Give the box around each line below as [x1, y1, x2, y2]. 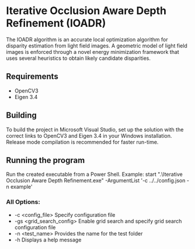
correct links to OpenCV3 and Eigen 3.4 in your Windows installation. [6, 132, 172, 139]
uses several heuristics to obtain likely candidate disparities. [6, 54, 151, 62]
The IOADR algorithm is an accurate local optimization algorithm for [6, 36, 168, 43]
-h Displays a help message [14, 236, 82, 243]
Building [6, 110, 37, 121]
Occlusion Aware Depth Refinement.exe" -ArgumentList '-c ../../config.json [6, 177, 186, 184]
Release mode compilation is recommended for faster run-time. [6, 138, 159, 145]
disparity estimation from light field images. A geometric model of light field [6, 42, 188, 49]
